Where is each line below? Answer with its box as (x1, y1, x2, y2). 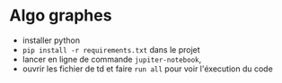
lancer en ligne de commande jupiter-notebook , (22, 54, 202, 64)
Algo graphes (9, 5, 112, 26)
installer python (22, 35, 81, 46)
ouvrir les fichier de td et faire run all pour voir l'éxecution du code (22, 63, 274, 74)
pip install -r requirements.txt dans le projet (22, 44, 200, 54)
